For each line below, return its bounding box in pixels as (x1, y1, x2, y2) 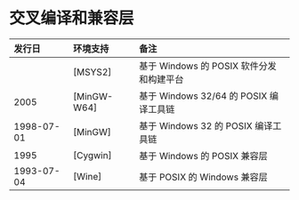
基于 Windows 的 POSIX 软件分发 (139, 60, 278, 72)
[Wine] (72, 170, 102, 182)
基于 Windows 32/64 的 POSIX (139, 90, 268, 102)
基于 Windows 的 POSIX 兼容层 (139, 149, 269, 162)
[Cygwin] (72, 148, 112, 161)
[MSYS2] (72, 66, 112, 78)
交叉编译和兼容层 (9, 8, 135, 28)
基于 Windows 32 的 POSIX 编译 (139, 119, 273, 132)
